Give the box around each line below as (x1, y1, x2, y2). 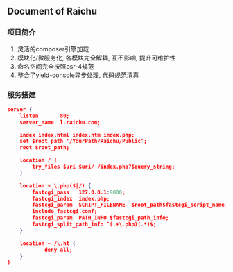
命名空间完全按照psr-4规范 (17, 62, 94, 70)
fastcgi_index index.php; (32, 195, 110, 202)
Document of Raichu (7, 6, 98, 17)
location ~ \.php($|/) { (19, 182, 92, 189)
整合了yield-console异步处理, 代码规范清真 (17, 71, 139, 79)
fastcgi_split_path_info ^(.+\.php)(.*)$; (32, 221, 157, 228)
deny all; (44, 246, 73, 253)
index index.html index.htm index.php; (19, 131, 135, 138)
